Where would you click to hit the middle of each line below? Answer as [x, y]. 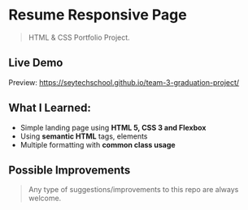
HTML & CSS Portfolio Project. [79, 37]
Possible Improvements [70, 170]
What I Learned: [50, 108]
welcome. [45, 198]
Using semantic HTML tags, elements [84, 136]
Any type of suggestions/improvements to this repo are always [133, 190]
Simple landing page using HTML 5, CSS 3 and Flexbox [113, 127]
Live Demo [36, 63]
